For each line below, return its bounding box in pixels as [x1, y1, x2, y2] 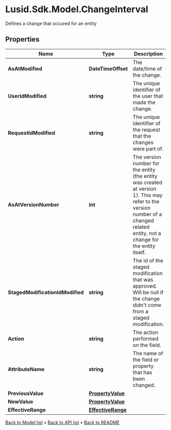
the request [132, 126, 160, 133]
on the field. [132, 342, 161, 349]
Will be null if [132, 289, 164, 296]
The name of [132, 350, 163, 357]
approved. [132, 282, 157, 289]
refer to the [132, 198, 160, 205]
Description [134, 50, 163, 57]
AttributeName [8, 365, 45, 373]
